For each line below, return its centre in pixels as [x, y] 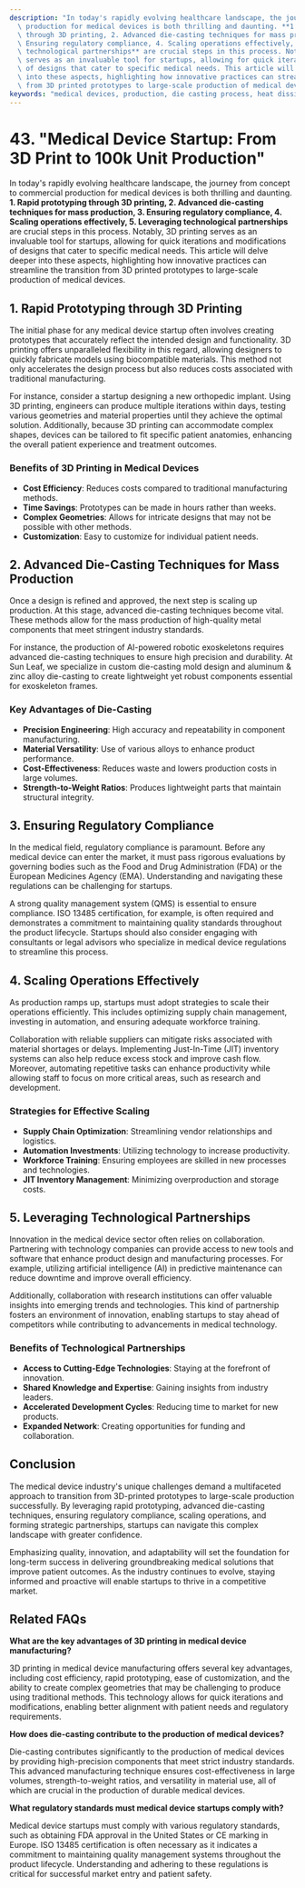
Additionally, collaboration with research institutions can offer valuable [141, 1295]
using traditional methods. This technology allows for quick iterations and [147, 1697]
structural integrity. [58, 797]
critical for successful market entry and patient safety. [111, 1874]
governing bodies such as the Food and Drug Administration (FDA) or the [146, 867]
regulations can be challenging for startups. [91, 886]
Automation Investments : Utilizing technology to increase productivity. [156, 1150]
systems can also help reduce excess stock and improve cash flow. [135, 1059]
